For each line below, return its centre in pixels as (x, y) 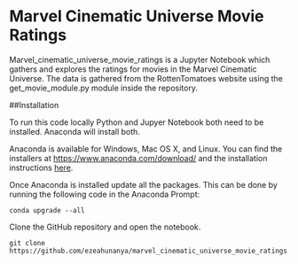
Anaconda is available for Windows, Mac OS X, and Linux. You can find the (146, 149)
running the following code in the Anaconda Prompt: (105, 194)
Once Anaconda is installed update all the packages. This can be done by (143, 184)
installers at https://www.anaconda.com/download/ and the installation (138, 158)
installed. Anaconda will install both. (74, 131)
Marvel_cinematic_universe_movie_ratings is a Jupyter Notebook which (140, 59)
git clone (27, 243)
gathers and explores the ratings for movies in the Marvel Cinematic (133, 69)
